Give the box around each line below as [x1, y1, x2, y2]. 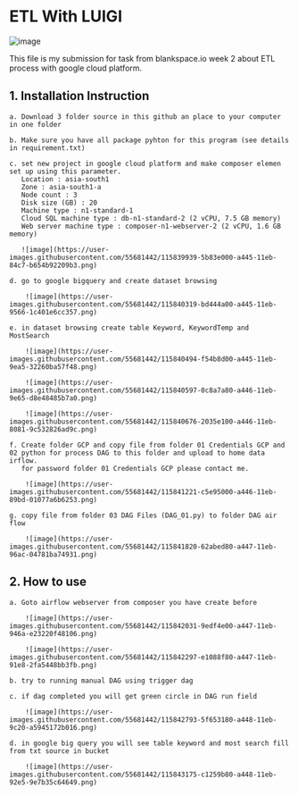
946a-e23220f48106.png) [9, 629, 98, 638]
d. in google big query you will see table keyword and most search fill [9, 739, 290, 748]
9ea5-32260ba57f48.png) [9, 362, 98, 372]
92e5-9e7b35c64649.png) [9, 777, 98, 787]
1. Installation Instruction [9, 88, 150, 104]
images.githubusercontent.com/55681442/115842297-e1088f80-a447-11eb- [9, 652, 277, 662]
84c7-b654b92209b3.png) [9, 261, 98, 270]
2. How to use [9, 574, 87, 590]
